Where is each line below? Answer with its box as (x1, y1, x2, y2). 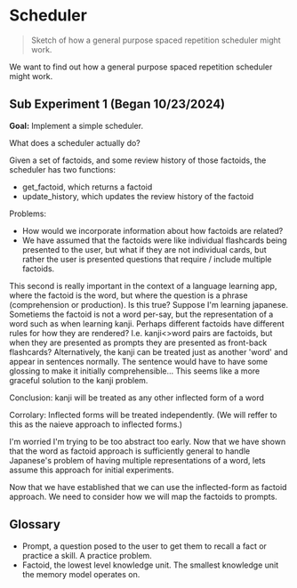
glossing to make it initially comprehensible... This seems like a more (9, 366, 261, 376)
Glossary (9, 517, 60, 532)
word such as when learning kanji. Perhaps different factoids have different (9, 318, 285, 329)
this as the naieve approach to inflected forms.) (9, 419, 183, 430)
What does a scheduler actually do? (9, 137, 140, 148)
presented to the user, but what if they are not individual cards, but (21, 244, 267, 254)
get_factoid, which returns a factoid (21, 181, 153, 192)
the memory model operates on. (21, 568, 140, 579)
